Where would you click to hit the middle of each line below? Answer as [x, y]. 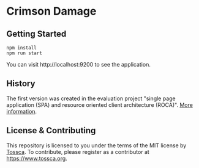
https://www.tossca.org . [37, 158]
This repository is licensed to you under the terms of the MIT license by [96, 145]
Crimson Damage [51, 11]
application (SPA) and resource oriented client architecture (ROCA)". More [99, 104]
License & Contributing [51, 130]
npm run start [24, 53]
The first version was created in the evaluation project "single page [91, 98]
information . [22, 111]
